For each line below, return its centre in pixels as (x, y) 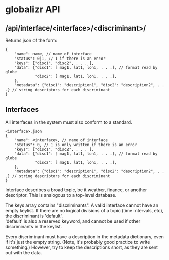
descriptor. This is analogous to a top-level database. (61, 195)
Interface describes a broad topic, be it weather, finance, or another (76, 190)
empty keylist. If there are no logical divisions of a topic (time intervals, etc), (84, 210)
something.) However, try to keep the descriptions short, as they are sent (82, 247)
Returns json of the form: (31, 40)
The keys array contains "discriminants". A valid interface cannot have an (82, 205)
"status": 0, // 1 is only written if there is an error (76, 145)
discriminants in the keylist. (34, 226)
